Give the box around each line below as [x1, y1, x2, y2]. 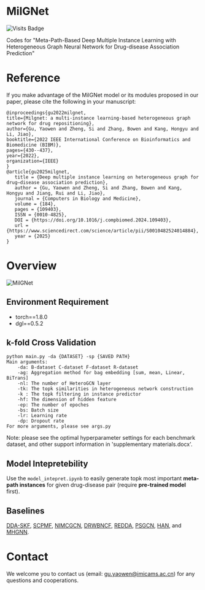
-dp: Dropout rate [17, 418, 64, 424]
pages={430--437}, [6, 147, 53, 153]
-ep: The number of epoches [17, 402, 89, 408]
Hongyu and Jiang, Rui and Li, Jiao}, [6, 190, 106, 196]
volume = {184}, [14, 201, 56, 207]
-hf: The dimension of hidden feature [17, 397, 117, 403]
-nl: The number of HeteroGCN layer [17, 380, 112, 387]
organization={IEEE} [6, 158, 60, 164]
